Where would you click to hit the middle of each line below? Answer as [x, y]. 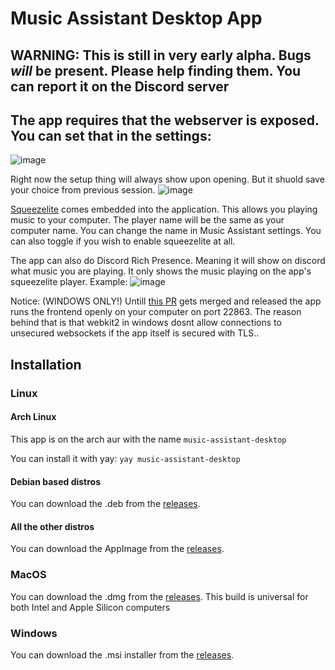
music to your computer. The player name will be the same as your [147, 220]
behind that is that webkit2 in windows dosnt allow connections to [146, 323]
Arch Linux [33, 417]
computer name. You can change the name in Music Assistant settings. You [166, 231]
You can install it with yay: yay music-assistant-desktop [125, 458]
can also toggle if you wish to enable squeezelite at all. [123, 241]
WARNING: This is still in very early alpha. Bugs [161, 55]
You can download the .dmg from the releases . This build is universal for [159, 596]
